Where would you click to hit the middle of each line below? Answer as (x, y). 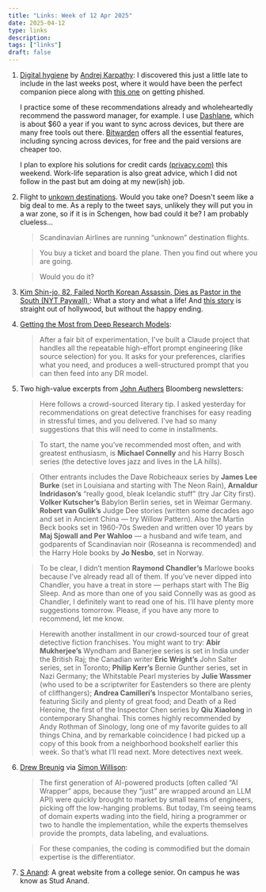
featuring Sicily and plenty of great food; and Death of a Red (138, 701)
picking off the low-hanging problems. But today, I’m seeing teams (148, 808)
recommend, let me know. (82, 618)
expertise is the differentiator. (87, 857)
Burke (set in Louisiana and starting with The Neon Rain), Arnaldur (148, 485)
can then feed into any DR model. (94, 373)
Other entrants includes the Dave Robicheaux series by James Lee (148, 477)
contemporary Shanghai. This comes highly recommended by (140, 718)
